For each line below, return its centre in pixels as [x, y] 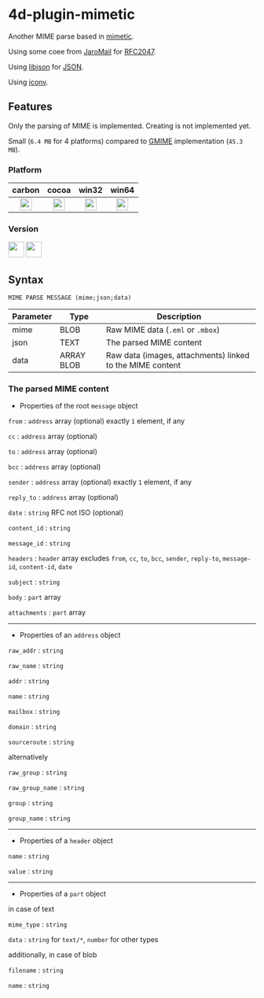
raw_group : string [38, 772]
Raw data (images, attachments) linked [178, 356]
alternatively [28, 757]
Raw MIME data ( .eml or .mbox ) [163, 330]
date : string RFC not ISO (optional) [66, 512]
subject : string [34, 582]
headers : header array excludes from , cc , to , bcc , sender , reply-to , [115, 558]
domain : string [32, 726]
